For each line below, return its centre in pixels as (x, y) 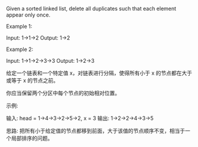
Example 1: (19, 26)
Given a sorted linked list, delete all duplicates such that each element (91, 9)
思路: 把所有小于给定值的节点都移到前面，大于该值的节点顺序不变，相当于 (95, 131)
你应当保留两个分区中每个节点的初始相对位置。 (63, 93)
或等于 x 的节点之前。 (33, 80)
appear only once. (28, 15)
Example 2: (20, 49)
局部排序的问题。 (32, 138)
